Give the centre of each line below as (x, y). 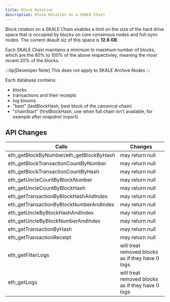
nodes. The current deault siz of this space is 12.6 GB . (62, 40)
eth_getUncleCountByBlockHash (47, 188)
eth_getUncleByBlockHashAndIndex (51, 213)
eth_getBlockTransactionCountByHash (54, 171)
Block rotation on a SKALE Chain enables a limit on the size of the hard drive (85, 29)
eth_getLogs (23, 282)
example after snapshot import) (45, 116)
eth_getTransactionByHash (40, 229)
